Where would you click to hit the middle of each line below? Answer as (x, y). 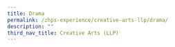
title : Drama (26, 13)
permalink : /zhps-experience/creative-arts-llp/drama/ (88, 20)
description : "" (30, 26)
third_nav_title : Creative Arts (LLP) (63, 33)
